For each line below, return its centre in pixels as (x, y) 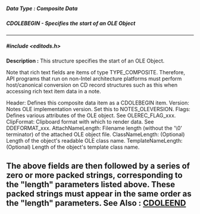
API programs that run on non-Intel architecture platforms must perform (94, 79)
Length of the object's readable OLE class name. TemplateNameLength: (94, 141)
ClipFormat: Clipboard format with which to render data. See (80, 122)
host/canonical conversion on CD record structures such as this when (92, 85)
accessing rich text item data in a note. (54, 92)
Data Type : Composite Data (42, 8)
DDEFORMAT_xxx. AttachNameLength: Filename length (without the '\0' (94, 128)
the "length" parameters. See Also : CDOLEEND (96, 203)
